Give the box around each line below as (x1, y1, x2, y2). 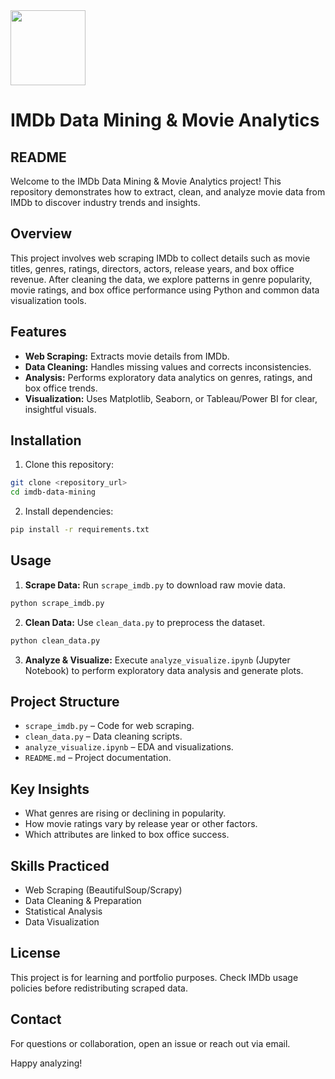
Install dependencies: (24, 505, 114, 518)
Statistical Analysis (24, 905, 103, 918)
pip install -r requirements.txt (10, 525, 150, 535)
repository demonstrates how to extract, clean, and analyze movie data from (10, 186, 326, 198)
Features (10, 324, 67, 341)
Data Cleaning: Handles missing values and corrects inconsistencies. (24, 360, 312, 373)
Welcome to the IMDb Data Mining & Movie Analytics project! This (10, 175, 282, 187)
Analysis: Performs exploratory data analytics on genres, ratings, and (24, 371, 313, 383)
